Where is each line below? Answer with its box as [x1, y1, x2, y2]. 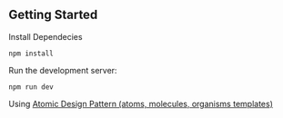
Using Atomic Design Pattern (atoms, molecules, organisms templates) [8, 98, 274, 109]
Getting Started [8, 7, 98, 23]
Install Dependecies [8, 31, 83, 42]
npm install [8, 49, 54, 58]
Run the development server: [8, 64, 117, 75]
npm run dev [8, 82, 54, 92]
